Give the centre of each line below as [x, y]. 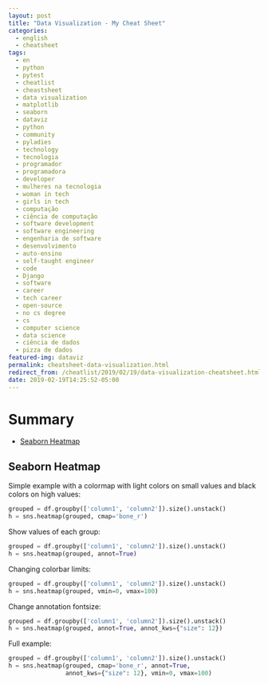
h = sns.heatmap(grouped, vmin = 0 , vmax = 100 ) [83, 591]
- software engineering [55, 231]
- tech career [39, 298]
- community [35, 134]
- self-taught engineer [55, 261]
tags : [17, 53]
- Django [30, 276]
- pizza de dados [44, 350]
